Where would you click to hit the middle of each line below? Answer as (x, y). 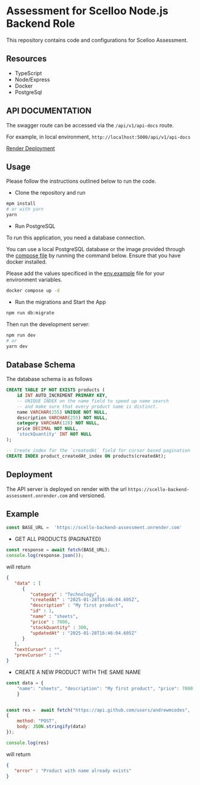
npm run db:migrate (30, 313)
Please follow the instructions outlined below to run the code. (81, 181)
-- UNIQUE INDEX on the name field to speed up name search (93, 401)
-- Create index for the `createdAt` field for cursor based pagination (98, 451)
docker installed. (26, 262)
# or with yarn (25, 209)
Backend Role (41, 24)
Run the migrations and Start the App (60, 302)
